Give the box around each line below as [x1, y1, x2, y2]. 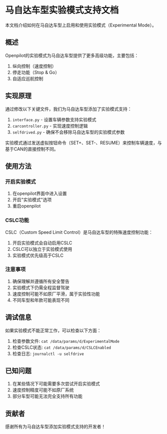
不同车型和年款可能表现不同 [12, 297, 70, 303]
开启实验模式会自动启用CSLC [12, 240, 72, 246]
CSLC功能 [5, 217, 29, 224]
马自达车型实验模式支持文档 [5, 5, 119, 16]
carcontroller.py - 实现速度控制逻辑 [12, 123, 88, 129]
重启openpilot [12, 203, 41, 209]
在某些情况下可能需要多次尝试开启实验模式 [12, 381, 100, 387]
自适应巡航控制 [12, 76, 43, 82]
